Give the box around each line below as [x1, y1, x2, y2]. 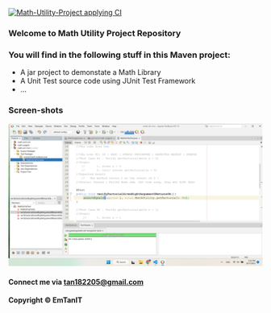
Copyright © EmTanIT [8, 295, 83, 305]
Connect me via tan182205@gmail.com [8, 277, 144, 286]
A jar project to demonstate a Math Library [19, 68, 161, 77]
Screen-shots [8, 105, 64, 116]
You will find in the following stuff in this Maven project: [8, 49, 231, 60]
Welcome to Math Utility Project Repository [8, 27, 181, 39]
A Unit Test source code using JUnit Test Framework [19, 76, 196, 86]
